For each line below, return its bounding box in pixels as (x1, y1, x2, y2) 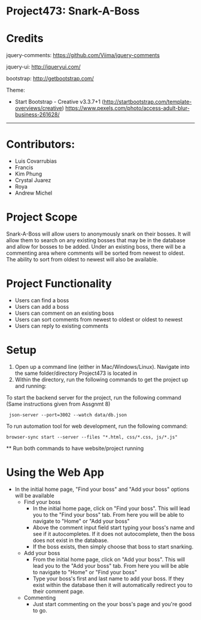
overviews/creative (14, 105, 62, 112)
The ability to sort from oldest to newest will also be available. (6, 256, 159, 263)
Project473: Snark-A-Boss (6, 4, 140, 18)
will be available (14, 491, 55, 499)
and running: (14, 382, 47, 389)
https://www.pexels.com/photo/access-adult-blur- (65, 105, 190, 112)
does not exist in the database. (32, 536, 109, 544)
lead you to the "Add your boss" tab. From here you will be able (32, 562, 189, 569)
